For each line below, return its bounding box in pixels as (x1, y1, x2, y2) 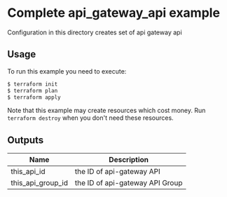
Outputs (7, 134, 44, 146)
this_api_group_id (11, 178, 69, 188)
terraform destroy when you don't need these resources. (7, 114, 174, 122)
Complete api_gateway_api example (7, 5, 221, 21)
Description (108, 155, 149, 165)
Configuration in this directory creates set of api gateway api (7, 28, 182, 36)
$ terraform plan (7, 87, 58, 94)
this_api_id (11, 167, 46, 177)
